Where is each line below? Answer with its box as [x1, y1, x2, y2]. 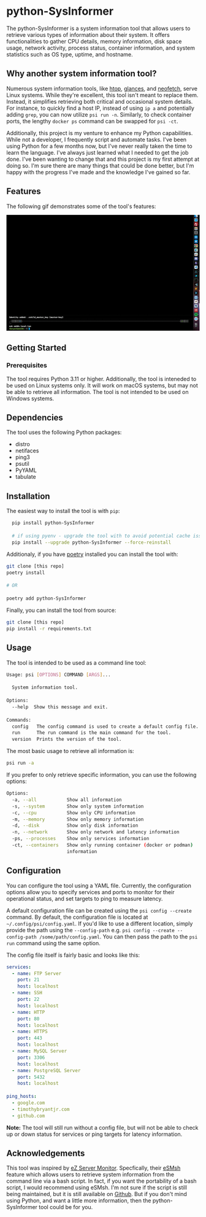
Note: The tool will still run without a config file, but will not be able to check [6, 1124, 199, 1131]
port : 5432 [17, 1074, 45, 1080]
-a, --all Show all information [12, 797, 122, 803]
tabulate [15, 473, 37, 481]
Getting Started [6, 342, 67, 354]
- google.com [12, 1100, 45, 1106]
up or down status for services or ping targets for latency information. [6, 1130, 183, 1138]
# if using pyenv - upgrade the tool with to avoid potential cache [12, 533, 191, 539]
